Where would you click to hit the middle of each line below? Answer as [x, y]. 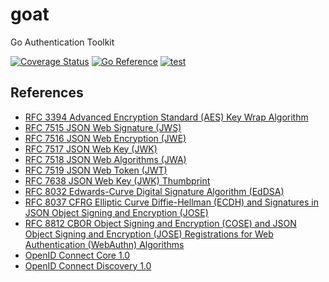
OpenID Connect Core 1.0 [77, 255]
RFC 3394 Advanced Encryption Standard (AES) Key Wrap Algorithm [166, 117]
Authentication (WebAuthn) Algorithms [104, 244]
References [47, 93]
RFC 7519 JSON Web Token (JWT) [96, 170]
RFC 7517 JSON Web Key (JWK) [91, 149]
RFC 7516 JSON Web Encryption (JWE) [105, 138]
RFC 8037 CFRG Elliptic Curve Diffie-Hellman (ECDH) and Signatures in [171, 202]
